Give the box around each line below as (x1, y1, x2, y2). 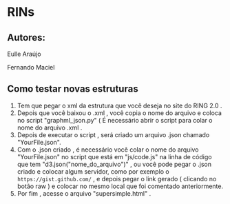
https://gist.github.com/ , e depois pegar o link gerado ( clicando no (17, 174, 217, 183)
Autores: (7, 32, 46, 43)
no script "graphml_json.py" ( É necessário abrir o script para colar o (17, 116, 213, 124)
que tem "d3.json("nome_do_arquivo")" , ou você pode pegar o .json (17, 160, 212, 168)
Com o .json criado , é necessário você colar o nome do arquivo (17, 145, 199, 154)
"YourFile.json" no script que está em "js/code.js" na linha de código (17, 152, 212, 161)
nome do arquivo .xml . (17, 123, 83, 132)
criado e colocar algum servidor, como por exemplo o (17, 167, 170, 176)
